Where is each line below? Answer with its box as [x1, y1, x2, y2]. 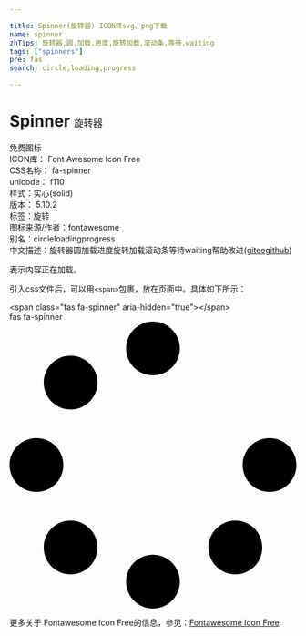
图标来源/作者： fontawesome [9, 221, 120, 232]
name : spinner [9, 29, 64, 39]
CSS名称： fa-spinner [9, 165, 91, 176]
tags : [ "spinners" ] [9, 46, 84, 56]
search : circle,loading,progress [9, 64, 137, 73]
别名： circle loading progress [9, 233, 116, 244]
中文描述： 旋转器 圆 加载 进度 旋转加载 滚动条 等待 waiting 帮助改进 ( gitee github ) [9, 244, 293, 255]
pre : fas [9, 56, 43, 65]
